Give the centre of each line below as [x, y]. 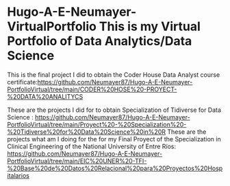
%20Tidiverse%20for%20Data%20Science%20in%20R [87, 132]
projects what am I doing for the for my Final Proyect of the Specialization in [114, 139]
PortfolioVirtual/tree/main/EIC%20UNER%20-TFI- [77, 161]
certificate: [22, 82]
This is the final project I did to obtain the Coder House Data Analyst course [114, 74]
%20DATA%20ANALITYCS [45, 96]
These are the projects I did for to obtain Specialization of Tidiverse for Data [114, 110]
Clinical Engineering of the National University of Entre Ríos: [92, 146]
